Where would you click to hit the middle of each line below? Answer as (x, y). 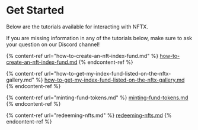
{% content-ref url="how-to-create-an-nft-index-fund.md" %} (82, 56)
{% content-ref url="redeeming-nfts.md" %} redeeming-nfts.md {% (89, 115)
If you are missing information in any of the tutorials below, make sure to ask (99, 38)
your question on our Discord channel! (53, 44)
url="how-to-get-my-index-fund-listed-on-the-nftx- (108, 73)
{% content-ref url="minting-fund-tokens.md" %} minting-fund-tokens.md (97, 97)
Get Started (35, 10)
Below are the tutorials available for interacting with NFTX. (77, 27)
